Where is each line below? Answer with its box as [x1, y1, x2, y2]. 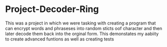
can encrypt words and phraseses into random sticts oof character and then [5, 25, 162, 31]
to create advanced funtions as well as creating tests [5, 36, 114, 42]
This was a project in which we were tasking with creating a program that [5, 20, 156, 26]
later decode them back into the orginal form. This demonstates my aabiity [5, 30, 159, 36]
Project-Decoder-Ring [5, 3, 99, 15]
